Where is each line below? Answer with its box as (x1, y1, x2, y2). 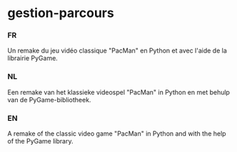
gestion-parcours (7, 5, 114, 21)
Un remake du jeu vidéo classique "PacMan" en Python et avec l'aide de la (7, 46, 227, 55)
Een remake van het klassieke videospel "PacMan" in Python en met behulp (7, 87, 231, 97)
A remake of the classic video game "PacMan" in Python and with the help (7, 129, 226, 138)
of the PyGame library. (7, 137, 74, 146)
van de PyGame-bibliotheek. (7, 95, 91, 104)
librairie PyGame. (7, 54, 59, 63)
